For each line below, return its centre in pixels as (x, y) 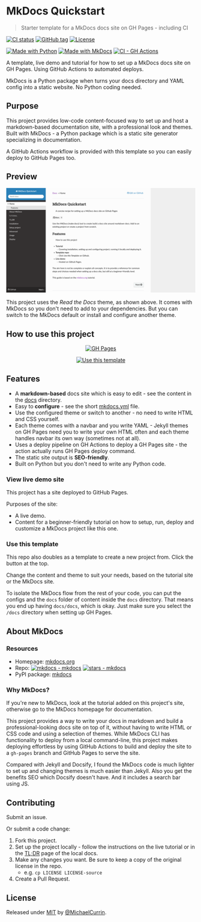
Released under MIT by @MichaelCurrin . (56, 912)
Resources (22, 648)
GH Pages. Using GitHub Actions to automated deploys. (75, 69)
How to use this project (50, 334)
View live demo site (35, 479)
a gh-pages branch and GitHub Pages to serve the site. (73, 753)
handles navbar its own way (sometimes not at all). (78, 438)
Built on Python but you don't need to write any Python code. (90, 464)
